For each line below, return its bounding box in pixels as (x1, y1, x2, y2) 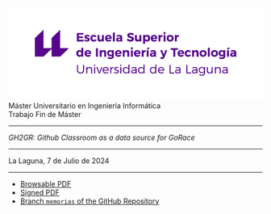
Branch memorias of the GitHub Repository (19, 196, 160, 206)
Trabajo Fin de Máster (8, 109, 81, 119)
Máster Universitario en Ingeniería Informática (8, 100, 161, 111)
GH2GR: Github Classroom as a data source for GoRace (8, 132, 195, 142)
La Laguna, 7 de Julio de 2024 (8, 156, 110, 166)
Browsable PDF (19, 178, 72, 188)
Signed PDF (19, 187, 60, 197)
